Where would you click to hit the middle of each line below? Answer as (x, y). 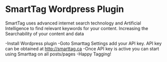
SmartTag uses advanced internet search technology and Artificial (73, 23)
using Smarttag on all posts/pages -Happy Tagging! (58, 54)
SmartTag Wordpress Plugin (65, 9)
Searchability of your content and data (45, 33)
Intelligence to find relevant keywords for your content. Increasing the (77, 28)
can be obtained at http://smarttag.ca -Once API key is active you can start (82, 48)
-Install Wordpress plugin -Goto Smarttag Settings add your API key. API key (83, 43)
